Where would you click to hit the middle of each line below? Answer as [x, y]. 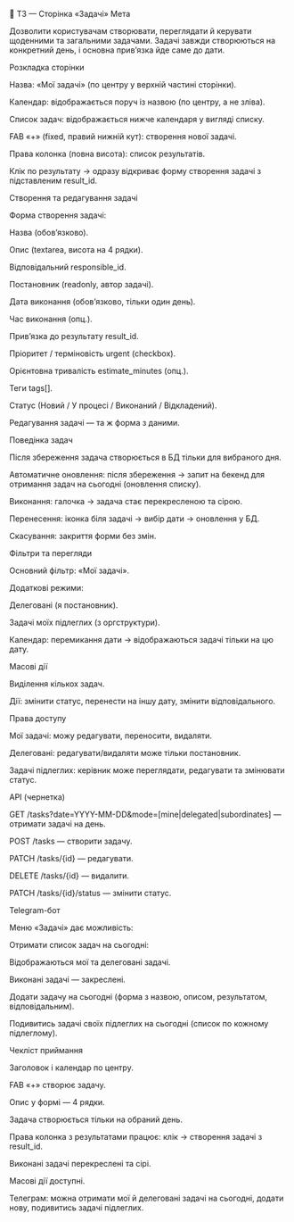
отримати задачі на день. [57, 824]
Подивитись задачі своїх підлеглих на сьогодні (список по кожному [139, 1023]
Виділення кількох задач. [57, 684]
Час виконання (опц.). [51, 319]
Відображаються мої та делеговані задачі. [90, 962]
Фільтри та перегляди [51, 553]
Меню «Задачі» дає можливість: [71, 927]
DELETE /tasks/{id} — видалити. [69, 876]
